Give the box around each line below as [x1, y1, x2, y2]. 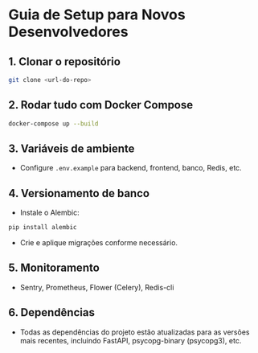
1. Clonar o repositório [8, 55, 121, 68]
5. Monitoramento [8, 261, 100, 275]
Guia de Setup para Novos [8, 6, 186, 24]
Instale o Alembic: [19, 207, 80, 218]
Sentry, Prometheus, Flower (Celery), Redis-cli [19, 282, 174, 292]
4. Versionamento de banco [8, 187, 150, 200]
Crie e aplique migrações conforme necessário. [19, 238, 178, 248]
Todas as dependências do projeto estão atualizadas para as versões [19, 327, 250, 337]
